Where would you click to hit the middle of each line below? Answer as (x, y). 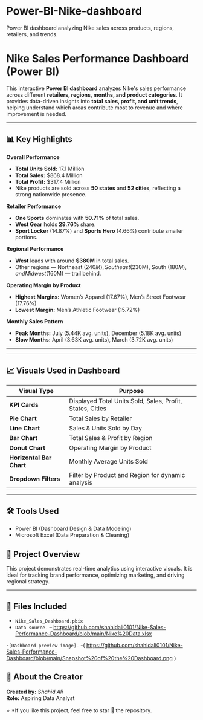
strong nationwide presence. (51, 194)
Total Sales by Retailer (101, 418)
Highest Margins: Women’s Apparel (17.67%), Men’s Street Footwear (100, 297)
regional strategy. (28, 582)
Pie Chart (23, 418)
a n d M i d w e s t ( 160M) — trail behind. (58, 273)
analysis (81, 482)
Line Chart (25, 428)
